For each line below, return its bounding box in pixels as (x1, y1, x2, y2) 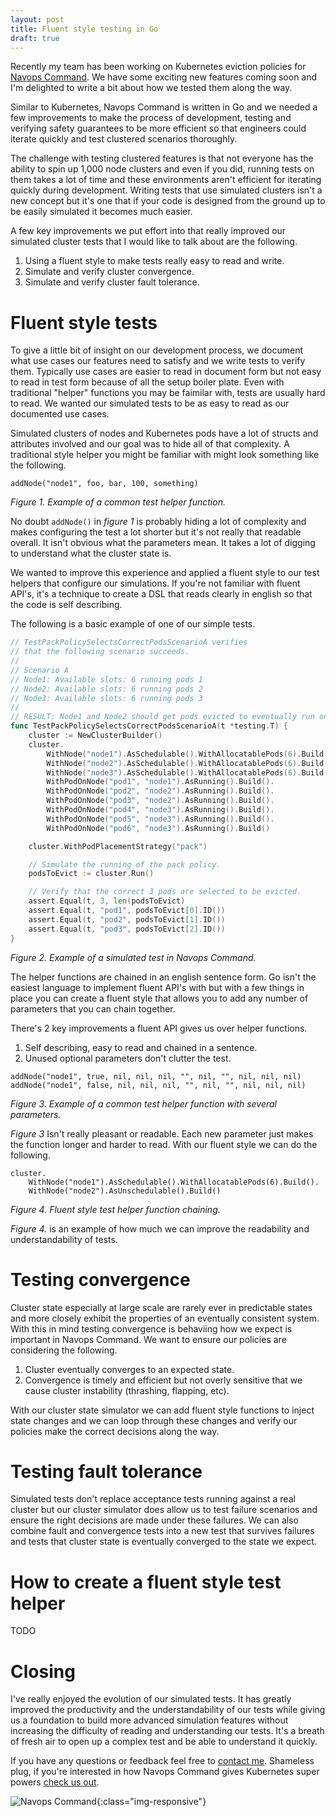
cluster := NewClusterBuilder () (28, 731, 163, 741)
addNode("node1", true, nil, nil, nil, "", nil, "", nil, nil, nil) (10, 1071, 302, 1081)
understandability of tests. (10, 1233, 118, 1245)
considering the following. (10, 1344, 118, 1356)
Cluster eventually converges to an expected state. (24, 1363, 235, 1375)
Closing (10, 1660, 76, 1683)
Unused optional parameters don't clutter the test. (24, 1052, 232, 1064)
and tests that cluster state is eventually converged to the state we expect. (10, 1536, 317, 1548)
